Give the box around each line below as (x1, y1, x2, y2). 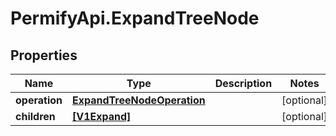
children (15, 110, 56, 123)
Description (214, 77, 273, 90)
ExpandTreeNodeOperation (71, 93, 206, 107)
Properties (10, 47, 78, 64)
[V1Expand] (71, 110, 132, 123)
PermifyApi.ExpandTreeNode (10, 7, 260, 30)
